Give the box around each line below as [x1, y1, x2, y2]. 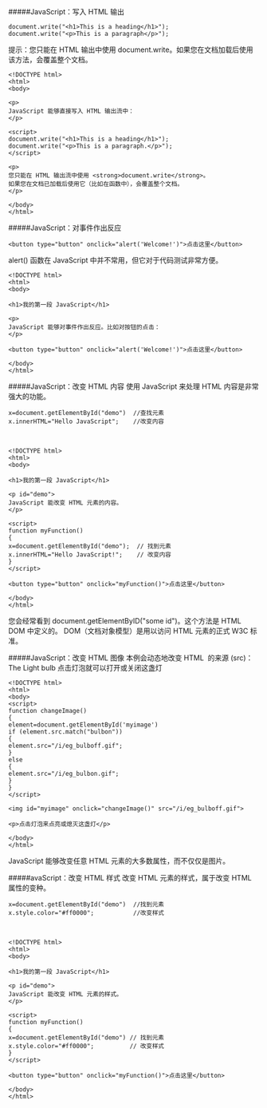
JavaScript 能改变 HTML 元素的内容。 [8, 499, 123, 507]
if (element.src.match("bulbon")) [8, 728, 124, 736]
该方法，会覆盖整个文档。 [8, 55, 92, 64]
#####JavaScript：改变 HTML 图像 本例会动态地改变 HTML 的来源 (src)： [8, 653, 253, 663]
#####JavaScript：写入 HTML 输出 [8, 7, 125, 16]
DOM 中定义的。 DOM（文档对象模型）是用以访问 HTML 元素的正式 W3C [8, 626, 249, 635]
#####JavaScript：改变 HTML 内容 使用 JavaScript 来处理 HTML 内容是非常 [8, 382, 259, 391]
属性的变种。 [8, 883, 50, 892]
